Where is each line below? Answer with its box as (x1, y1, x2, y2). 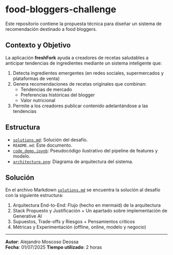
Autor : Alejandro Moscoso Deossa (5, 239, 79, 245)
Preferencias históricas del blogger (20, 91, 95, 98)
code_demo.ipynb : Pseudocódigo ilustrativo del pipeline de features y (12, 147, 158, 153)
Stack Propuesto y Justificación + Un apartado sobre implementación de (12, 208, 167, 214)
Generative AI (12, 213, 42, 219)
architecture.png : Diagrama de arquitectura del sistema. (12, 158, 133, 165)
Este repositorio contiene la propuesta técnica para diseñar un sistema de (5, 21, 162, 27)
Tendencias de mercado (20, 86, 72, 92)
